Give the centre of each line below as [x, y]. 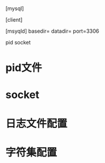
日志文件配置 [37, 124]
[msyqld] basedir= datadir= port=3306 [52, 31]
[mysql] [15, 8]
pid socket [18, 42]
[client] [14, 20]
